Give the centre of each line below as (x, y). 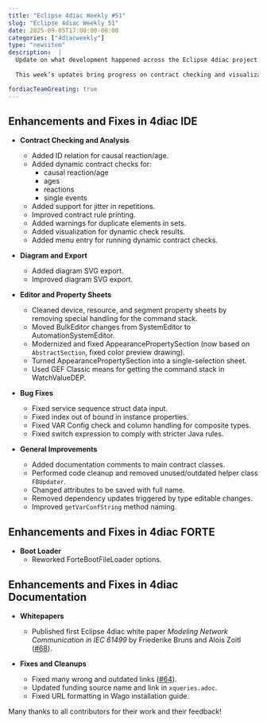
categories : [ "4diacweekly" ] (56, 38)
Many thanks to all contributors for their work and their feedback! (115, 711)
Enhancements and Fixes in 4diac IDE (103, 121)
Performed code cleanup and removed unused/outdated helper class (145, 473)
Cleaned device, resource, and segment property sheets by (129, 310)
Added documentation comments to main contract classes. (128, 465)
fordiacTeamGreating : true (53, 89)
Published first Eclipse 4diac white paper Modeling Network (130, 631)
